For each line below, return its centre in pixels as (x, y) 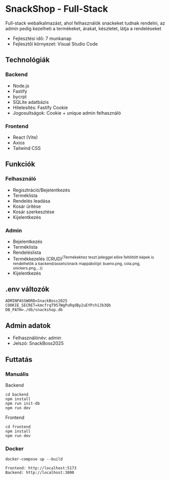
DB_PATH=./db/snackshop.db (34, 310)
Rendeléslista (27, 252)
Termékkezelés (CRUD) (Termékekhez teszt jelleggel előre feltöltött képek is (83, 258)
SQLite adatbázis (31, 102)
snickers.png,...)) (28, 268)
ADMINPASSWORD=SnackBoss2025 (36, 301)
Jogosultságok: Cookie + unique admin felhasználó (67, 113)
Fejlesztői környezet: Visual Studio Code (55, 43)
